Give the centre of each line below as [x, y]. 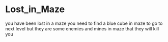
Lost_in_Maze [35, 9]
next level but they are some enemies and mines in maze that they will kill [82, 28]
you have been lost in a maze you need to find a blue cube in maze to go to [84, 23]
